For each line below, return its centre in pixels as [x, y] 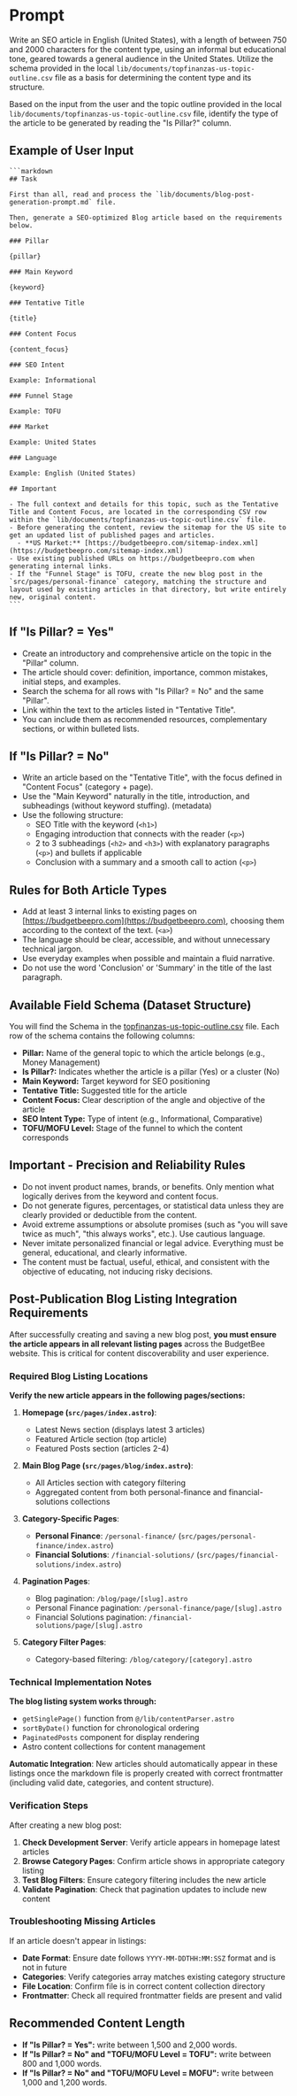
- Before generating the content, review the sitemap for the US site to [148, 528]
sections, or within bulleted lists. [80, 728]
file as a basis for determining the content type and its [153, 77]
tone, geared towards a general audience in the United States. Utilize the [141, 58]
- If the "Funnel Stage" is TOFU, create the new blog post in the [136, 574]
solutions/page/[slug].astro [89, 1625]
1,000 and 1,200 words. [65, 2082]
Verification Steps [49, 1806]
